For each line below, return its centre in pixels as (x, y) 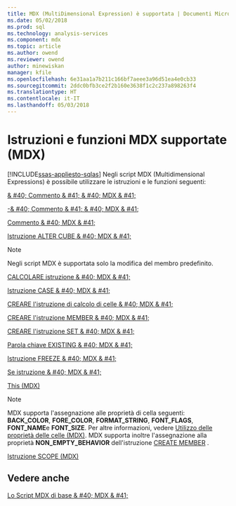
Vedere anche (39, 478)
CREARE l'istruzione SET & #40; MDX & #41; (71, 331)
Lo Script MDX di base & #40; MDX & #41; (68, 495)
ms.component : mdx (34, 40)
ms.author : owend (33, 53)
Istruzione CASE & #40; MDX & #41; (59, 290)
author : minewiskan (36, 66)
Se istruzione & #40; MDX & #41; (54, 372)
